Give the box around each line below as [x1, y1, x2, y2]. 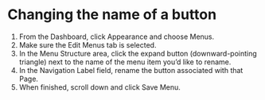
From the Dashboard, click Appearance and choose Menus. [18, 32, 215, 41]
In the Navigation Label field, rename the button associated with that [18, 65, 244, 75]
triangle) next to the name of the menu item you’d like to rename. [18, 57, 232, 67]
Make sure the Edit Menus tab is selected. [18, 40, 157, 49]
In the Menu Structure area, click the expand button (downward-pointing [18, 48, 258, 58]
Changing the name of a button [7, 6, 216, 24]
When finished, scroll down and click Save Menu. [18, 82, 181, 92]
